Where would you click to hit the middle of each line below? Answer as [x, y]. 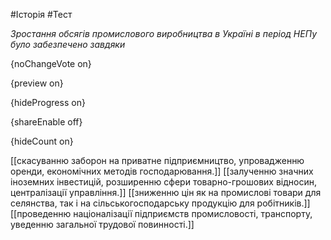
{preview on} [37, 83]
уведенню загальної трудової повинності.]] [102, 224]
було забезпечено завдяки [68, 44]
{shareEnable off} [46, 122]
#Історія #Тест [41, 14]
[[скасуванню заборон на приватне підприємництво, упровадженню [157, 160]
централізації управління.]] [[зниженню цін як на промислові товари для [166, 192]
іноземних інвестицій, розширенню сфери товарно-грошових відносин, [164, 182]
